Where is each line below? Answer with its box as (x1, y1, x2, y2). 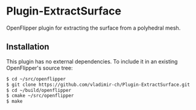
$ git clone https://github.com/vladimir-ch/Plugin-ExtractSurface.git (6, 82, 190, 88)
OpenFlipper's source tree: (6, 64, 74, 71)
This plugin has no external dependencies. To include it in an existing (6, 57, 178, 65)
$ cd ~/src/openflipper (6, 76, 66, 82)
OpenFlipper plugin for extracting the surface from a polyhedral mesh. (6, 24, 181, 31)
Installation (6, 42, 49, 52)
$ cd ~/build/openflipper (6, 87, 71, 93)
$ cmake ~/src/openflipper (6, 92, 74, 99)
